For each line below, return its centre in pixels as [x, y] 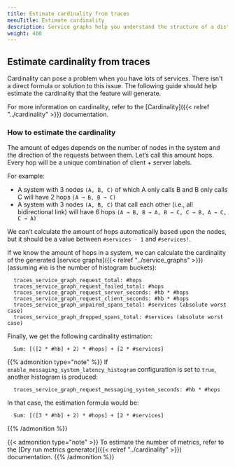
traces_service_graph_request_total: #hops [78, 281]
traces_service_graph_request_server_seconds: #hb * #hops [101, 293]
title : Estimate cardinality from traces [69, 14]
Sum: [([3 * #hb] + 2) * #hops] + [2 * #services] [89, 416]
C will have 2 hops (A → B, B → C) [67, 197]
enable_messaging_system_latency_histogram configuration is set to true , [112, 370]
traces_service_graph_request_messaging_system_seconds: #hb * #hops [117, 390]
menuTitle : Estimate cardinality [56, 20]
